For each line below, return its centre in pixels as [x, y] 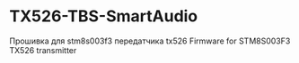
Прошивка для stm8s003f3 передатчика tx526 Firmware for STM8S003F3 [150, 41]
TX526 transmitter [43, 50]
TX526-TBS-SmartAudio [104, 16]
